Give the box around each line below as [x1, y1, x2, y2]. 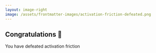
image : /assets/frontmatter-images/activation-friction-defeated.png [5, 12, 152, 17]
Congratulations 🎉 [5, 30, 62, 39]
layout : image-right [5, 7, 48, 12]
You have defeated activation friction [5, 43, 80, 50]
